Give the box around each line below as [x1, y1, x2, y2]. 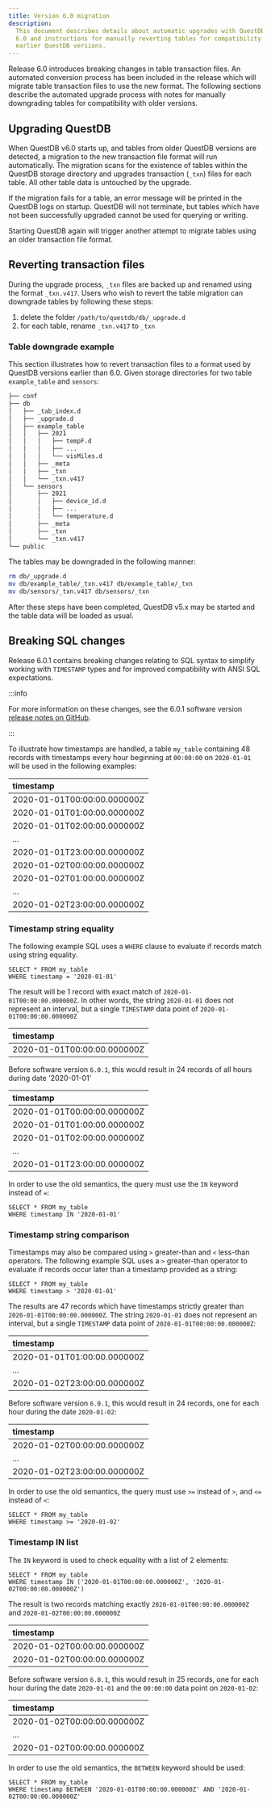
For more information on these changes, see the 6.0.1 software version [8, 704, 243, 713]
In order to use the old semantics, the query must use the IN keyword [8, 1179, 239, 1189]
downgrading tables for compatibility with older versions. [8, 99, 198, 108]
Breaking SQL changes [8, 634, 126, 648]
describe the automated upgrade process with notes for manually [8, 90, 226, 99]
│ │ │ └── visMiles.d [8, 452, 103, 460]
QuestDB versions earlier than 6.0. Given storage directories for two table [8, 368, 252, 378]
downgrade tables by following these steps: [8, 296, 154, 306]
